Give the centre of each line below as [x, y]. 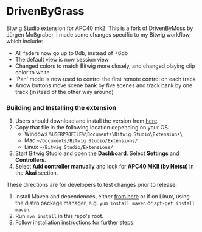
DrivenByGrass [45, 11]
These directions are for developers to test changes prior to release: [92, 185]
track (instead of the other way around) [64, 92]
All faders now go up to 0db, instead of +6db [71, 53]
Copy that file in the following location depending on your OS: [92, 128]
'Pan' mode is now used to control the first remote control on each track [105, 79]
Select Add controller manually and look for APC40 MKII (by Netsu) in [104, 167]
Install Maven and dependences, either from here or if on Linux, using [102, 197]
